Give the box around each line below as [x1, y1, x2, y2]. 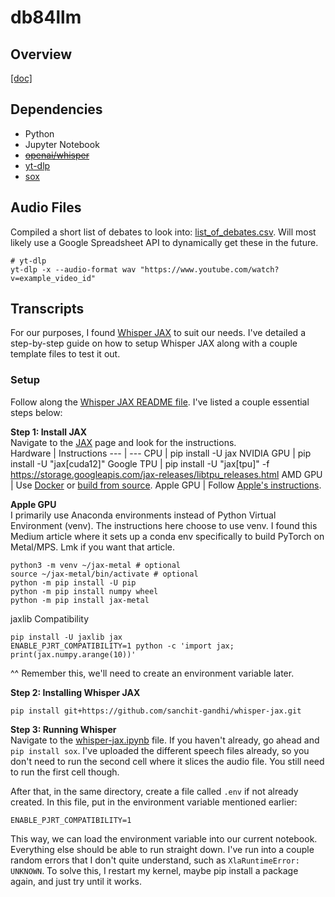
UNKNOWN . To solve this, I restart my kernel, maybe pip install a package [10, 864, 299, 876]
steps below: [10, 406, 63, 418]
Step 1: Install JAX [10, 426, 88, 438]
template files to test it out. [10, 348, 121, 360]
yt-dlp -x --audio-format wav [10, 264, 137, 275]
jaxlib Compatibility [10, 612, 90, 625]
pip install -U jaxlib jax [10, 632, 123, 642]
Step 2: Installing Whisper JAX [10, 686, 141, 698]
